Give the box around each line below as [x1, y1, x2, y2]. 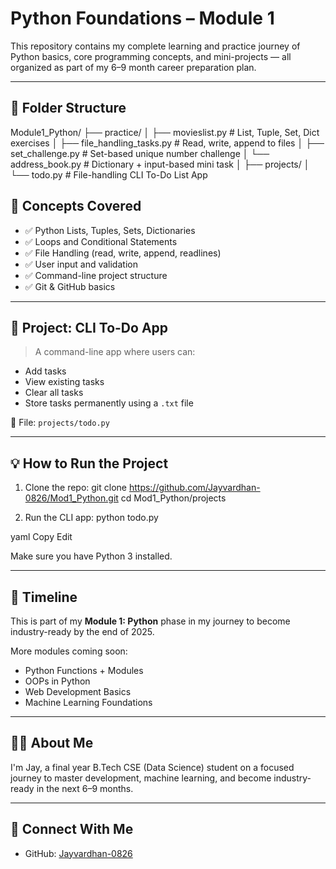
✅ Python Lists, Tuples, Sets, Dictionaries [24, 224, 196, 236]
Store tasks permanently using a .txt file [24, 397, 194, 409]
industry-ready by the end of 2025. [10, 626, 155, 637]
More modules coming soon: [10, 645, 128, 657]
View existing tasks [24, 376, 105, 388]
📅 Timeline [10, 588, 78, 606]
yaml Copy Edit [10, 531, 73, 543]
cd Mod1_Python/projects [120, 492, 227, 504]
